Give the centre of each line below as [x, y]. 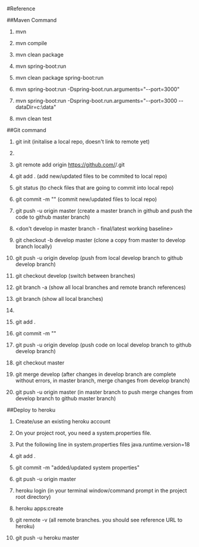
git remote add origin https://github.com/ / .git [70, 165]
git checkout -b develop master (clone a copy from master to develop [100, 240]
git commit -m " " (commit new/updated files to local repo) [86, 199]
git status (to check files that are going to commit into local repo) [94, 188]
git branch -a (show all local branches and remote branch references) [100, 287]
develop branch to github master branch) [66, 398]
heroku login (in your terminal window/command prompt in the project [101, 491]
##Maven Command [32, 20]
